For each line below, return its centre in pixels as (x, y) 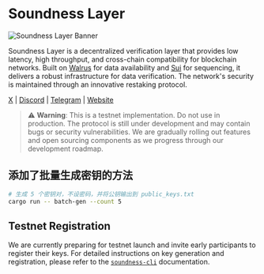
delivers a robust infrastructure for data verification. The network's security (131, 76)
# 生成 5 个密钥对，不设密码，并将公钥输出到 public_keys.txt (102, 194)
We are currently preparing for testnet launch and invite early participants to (132, 245)
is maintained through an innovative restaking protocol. (98, 84)
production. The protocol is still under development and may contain (139, 123)
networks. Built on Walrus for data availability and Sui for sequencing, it (124, 67)
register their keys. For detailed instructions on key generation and (116, 253)
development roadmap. (66, 148)
